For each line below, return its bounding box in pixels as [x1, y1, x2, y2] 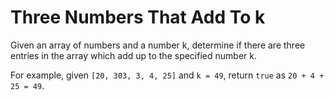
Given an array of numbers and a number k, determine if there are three [10, 39, 306, 51]
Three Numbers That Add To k [10, 6, 266, 29]
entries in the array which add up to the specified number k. [10, 49, 257, 61]
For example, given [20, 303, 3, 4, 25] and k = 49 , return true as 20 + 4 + [10, 69, 325, 81]
